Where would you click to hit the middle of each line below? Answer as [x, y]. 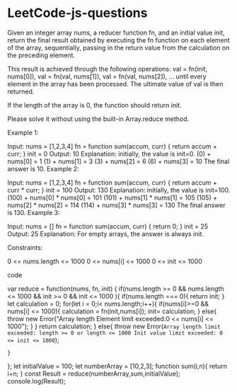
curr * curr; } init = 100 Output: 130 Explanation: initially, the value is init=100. [119, 190]
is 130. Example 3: [34, 212]
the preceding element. [41, 55]
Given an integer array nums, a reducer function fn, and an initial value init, [116, 33]
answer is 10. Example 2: [43, 168]
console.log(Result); [36, 381]
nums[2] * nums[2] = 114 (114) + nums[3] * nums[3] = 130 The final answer [116, 205]
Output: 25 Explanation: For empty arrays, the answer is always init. [105, 234]
